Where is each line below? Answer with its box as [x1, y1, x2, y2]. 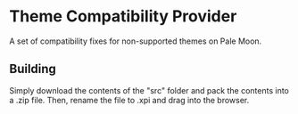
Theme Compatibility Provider [9, 6, 237, 27]
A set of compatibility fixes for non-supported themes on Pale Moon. [9, 36, 262, 46]
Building [9, 61, 56, 77]
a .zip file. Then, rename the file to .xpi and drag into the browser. [9, 94, 250, 105]
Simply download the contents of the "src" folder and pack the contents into [9, 85, 290, 95]
